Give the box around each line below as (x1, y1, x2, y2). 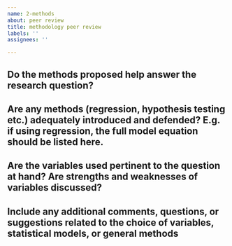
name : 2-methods (7, 10, 55, 18)
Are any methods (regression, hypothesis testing (7, 103, 226, 115)
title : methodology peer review (7, 23, 101, 30)
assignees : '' (7, 36, 49, 43)
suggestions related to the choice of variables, (7, 217, 215, 228)
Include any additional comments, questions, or (7, 205, 219, 217)
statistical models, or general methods (7, 227, 179, 239)
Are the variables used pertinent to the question (7, 160, 221, 172)
